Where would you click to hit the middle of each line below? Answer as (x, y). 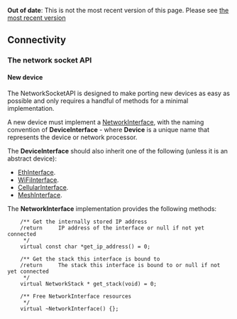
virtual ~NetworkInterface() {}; (70, 308)
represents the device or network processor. (72, 137)
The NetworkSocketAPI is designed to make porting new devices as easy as (119, 93)
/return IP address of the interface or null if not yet (112, 228)
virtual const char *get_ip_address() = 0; (86, 247)
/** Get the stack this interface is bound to (90, 259)
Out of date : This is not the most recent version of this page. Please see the (118, 10)
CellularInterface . (43, 187)
